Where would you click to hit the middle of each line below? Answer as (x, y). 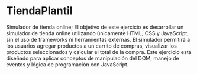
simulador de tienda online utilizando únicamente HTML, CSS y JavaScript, (98, 33)
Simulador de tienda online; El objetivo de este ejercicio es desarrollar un (95, 27)
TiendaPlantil (39, 11)
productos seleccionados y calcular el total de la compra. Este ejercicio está (99, 52)
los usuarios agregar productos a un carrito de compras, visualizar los (92, 46)
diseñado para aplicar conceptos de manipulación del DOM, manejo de (93, 58)
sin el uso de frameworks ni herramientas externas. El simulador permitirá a (98, 39)
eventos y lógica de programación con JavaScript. (67, 64)
